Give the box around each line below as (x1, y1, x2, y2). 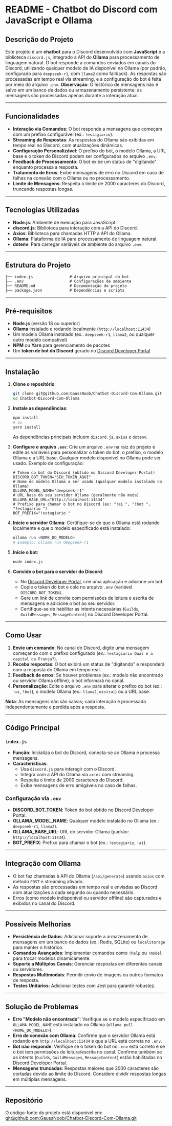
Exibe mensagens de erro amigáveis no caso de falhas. (20, 782, 137, 788)
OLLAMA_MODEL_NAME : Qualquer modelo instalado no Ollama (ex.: (12, 817, 159, 824)
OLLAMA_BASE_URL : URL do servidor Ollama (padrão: (12, 828, 130, 834)
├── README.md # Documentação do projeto (5, 283, 127, 289)
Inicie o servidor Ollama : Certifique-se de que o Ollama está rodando (12, 520, 160, 526)
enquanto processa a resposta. (12, 164, 79, 170)
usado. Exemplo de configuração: (12, 460, 84, 467)
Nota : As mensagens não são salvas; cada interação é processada (5, 698, 146, 704)
